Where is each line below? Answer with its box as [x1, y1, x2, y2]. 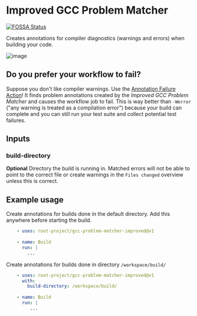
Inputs [6, 134, 31, 144]
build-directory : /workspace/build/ [27, 283, 117, 289]
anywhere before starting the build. [6, 217, 92, 224]
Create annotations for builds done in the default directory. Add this [6, 211, 170, 218]
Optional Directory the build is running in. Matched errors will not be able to [6, 165, 191, 172]
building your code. [6, 41, 54, 48]
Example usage [6, 195, 64, 205]
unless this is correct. [6, 178, 58, 185]
